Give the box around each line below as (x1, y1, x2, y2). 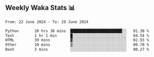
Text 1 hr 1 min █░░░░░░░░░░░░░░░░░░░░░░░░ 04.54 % (5, 33, 149, 38)
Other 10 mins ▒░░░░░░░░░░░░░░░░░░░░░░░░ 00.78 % (5, 42, 149, 47)
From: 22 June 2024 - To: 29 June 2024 (5, 19, 89, 24)
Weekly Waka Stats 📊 (5, 3, 75, 12)
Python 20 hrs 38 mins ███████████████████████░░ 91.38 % (5, 28, 149, 33)
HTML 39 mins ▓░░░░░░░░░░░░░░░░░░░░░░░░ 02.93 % (5, 37, 149, 43)
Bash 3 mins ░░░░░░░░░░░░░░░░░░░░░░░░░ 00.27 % (5, 47, 149, 52)
